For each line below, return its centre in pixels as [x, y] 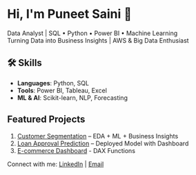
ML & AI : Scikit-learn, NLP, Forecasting [72, 97]
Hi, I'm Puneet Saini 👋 [70, 14]
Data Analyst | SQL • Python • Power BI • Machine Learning [92, 33]
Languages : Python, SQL [53, 83]
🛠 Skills [25, 63]
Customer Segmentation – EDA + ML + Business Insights [98, 136]
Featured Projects [46, 120]
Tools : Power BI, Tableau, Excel [62, 90]
